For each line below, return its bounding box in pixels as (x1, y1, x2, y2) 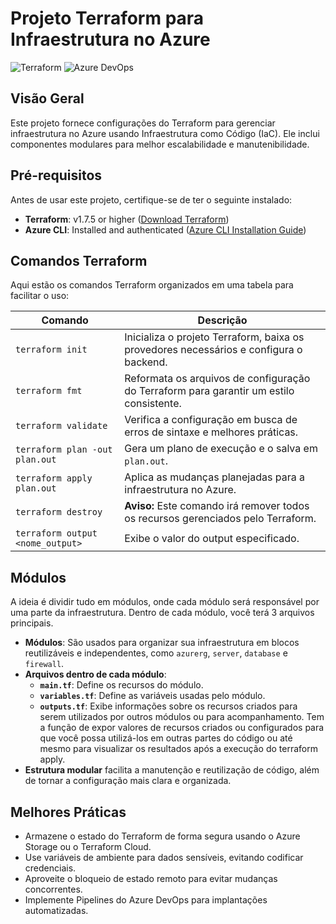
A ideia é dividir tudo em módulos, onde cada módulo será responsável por (10, 596, 320, 608)
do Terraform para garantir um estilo (124, 384, 295, 398)
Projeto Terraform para (10, 7, 205, 30)
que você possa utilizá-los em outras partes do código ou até (39, 732, 293, 744)
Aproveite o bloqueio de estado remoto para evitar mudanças (24, 873, 278, 884)
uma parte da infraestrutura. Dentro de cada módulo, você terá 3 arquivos (10, 607, 315, 619)
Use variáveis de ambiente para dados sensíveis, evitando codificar (24, 852, 304, 863)
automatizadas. (24, 905, 89, 916)
